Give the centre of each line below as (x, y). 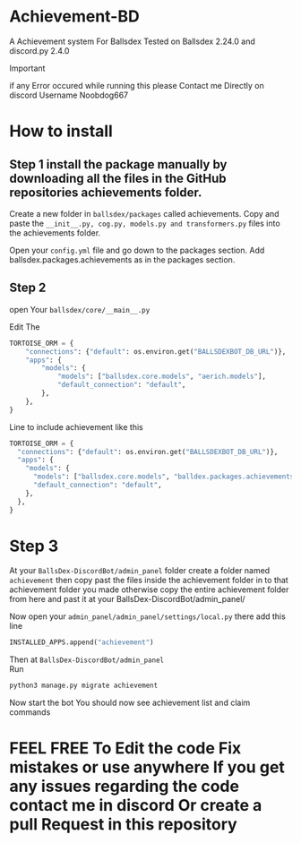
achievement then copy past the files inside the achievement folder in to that (149, 581)
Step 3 (34, 546)
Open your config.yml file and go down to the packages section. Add (137, 250)
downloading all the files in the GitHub (118, 178)
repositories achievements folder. (106, 192)
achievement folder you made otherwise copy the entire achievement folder (149, 589)
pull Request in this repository (123, 825)
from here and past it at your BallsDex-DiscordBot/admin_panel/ (127, 599)
